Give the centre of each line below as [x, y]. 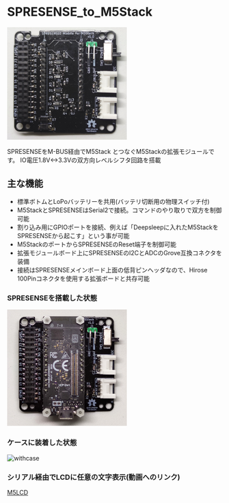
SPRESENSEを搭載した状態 [52, 298]
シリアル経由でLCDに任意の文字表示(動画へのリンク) [94, 477]
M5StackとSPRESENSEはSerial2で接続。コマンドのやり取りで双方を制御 [119, 210]
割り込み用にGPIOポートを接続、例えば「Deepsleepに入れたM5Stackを [118, 227]
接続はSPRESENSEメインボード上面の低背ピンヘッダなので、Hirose [112, 270]
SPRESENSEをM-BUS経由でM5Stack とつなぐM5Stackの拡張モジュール [108, 151]
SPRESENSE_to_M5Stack [80, 12]
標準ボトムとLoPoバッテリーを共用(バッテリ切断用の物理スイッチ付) [113, 201]
